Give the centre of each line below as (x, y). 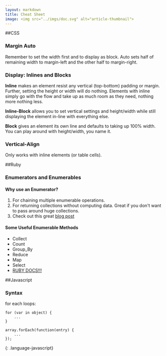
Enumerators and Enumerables (43, 178)
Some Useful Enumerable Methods (42, 227)
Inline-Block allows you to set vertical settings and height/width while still (81, 111)
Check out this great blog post (43, 216)
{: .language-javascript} (29, 348)
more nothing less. (24, 101)
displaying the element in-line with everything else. (57, 116)
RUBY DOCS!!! (27, 270)
